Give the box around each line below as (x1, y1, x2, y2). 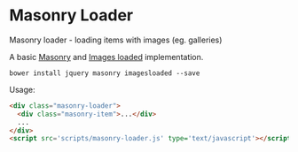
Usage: (9, 84, 35, 95)
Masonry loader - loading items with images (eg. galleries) (9, 34, 223, 45)
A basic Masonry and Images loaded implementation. (9, 51, 204, 62)
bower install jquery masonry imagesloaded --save (9, 68, 200, 78)
